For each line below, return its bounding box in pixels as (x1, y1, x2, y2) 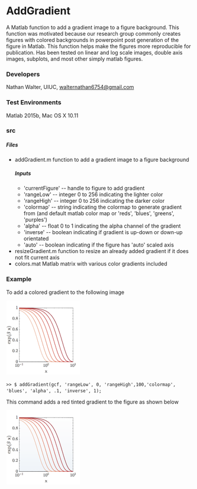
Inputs (14, 170, 31, 177)
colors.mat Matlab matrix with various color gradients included (14, 260, 167, 267)
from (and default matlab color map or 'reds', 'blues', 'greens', (23, 210, 175, 217)
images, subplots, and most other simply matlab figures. (6, 55, 143, 62)
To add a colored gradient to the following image (6, 289, 125, 296)
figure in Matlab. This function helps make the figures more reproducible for (6, 43, 191, 50)
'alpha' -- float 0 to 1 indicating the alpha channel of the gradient (23, 222, 181, 229)
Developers (6, 70, 40, 78)
